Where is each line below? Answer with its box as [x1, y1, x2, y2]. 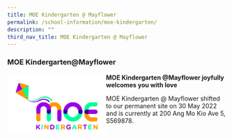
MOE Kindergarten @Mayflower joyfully [105, 73, 224, 82]
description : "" [7, 26, 54, 33]
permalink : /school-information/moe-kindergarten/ [7, 18, 157, 26]
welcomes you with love [105, 80, 178, 89]
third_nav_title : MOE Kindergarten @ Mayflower [7, 34, 148, 41]
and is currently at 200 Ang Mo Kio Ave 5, [105, 109, 226, 117]
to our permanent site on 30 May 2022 [105, 101, 217, 110]
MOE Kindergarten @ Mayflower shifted [105, 94, 221, 103]
